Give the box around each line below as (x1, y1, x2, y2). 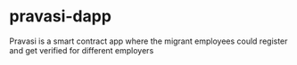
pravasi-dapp (9, 6, 111, 27)
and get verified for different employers (9, 45, 154, 55)
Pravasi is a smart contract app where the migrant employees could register (9, 36, 288, 46)
